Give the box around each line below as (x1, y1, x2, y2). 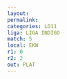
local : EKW (7, 42, 39, 49)
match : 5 (7, 36, 32, 43)
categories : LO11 (7, 23, 57, 30)
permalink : (7, 16, 39, 23)
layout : (7, 10, 30, 17)
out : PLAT (7, 61, 36, 68)
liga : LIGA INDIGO (7, 29, 60, 36)
